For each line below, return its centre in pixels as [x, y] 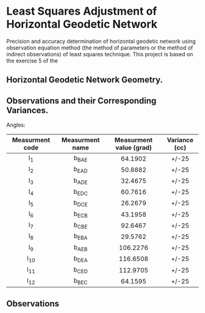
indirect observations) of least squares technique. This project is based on [100, 54]
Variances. [27, 110]
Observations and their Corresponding [81, 101]
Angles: [16, 125]
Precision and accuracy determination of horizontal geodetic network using [101, 41]
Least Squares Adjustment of [82, 11]
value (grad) [134, 148]
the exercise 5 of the [32, 61]
